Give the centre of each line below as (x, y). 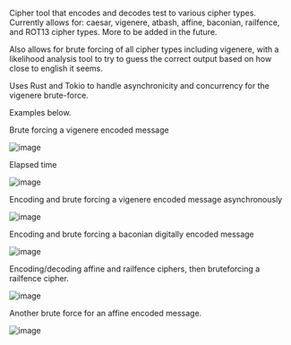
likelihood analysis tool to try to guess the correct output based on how (141, 59)
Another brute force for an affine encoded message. (106, 313)
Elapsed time (33, 164)
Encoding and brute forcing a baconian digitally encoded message (132, 234)
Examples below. (40, 112)
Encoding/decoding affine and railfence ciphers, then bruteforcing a (135, 269)
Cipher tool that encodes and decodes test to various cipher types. (133, 13)
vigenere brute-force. (49, 95)
